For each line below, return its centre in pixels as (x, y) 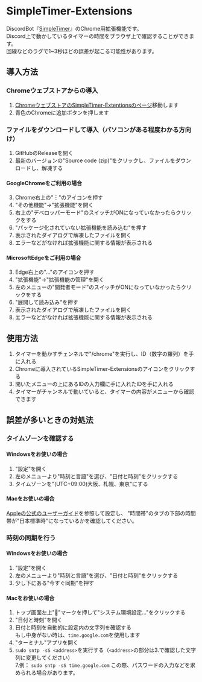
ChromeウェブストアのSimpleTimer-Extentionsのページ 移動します (97, 105)
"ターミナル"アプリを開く (46, 643)
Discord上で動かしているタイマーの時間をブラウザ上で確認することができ (98, 36)
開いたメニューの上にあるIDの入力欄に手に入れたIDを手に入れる (94, 384)
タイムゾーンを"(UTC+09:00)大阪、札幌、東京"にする (81, 484)
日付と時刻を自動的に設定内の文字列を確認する (73, 628)
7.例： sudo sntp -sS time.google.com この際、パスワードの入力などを (103, 665)
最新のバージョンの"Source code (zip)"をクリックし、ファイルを (95, 160)
